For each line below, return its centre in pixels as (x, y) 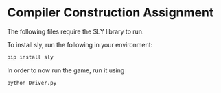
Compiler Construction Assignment (110, 13)
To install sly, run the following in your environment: (80, 44)
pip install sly (30, 57)
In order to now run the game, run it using (66, 70)
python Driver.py (32, 83)
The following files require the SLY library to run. (75, 31)
